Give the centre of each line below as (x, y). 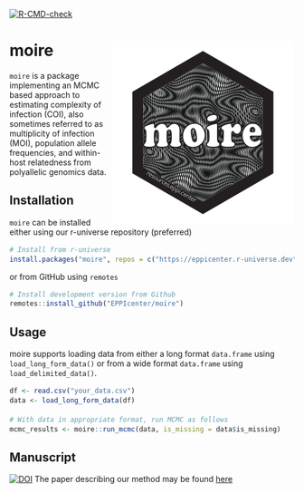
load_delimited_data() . (53, 373)
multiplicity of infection (52, 133)
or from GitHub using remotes (64, 276)
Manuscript (43, 457)
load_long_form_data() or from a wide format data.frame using (126, 363)
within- (88, 152)
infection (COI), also (47, 114)
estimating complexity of (56, 104)
